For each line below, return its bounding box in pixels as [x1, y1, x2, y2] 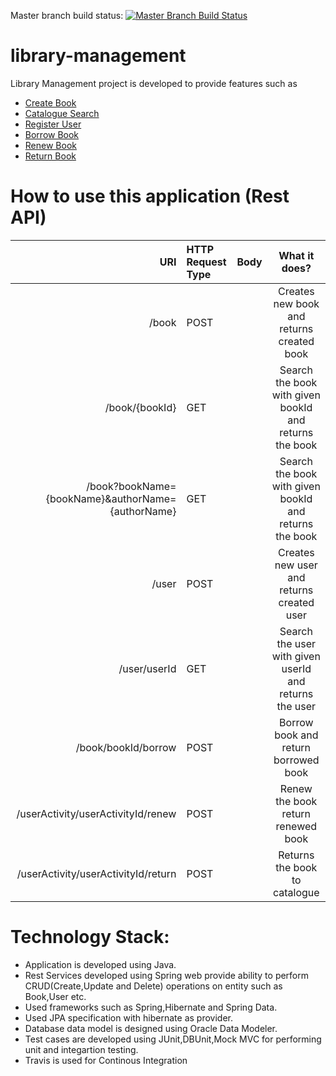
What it [278, 248, 315, 262]
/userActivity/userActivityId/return [16, 866, 177, 880]
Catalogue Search [24, 107, 100, 119]
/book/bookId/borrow [75, 740, 177, 754]
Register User [24, 118, 82, 130]
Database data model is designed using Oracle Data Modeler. [24, 1022, 278, 1034]
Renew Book [24, 139, 77, 151]
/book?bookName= [86, 479, 177, 493]
